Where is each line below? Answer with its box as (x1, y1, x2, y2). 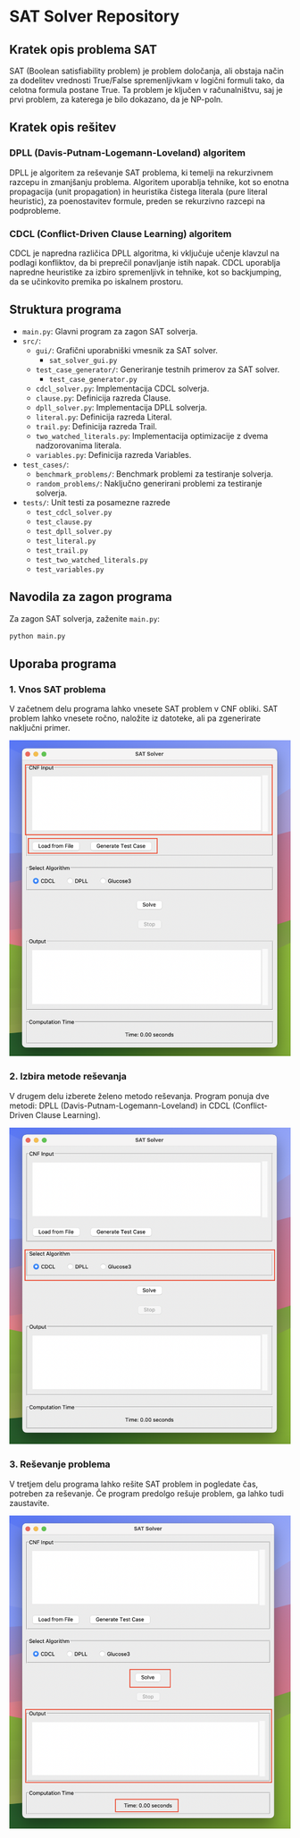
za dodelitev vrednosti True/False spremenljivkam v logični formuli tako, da (9, 75, 285, 86)
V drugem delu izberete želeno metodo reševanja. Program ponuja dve (9, 1090, 270, 1101)
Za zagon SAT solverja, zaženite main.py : (9, 613, 161, 623)
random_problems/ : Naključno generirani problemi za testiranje (35, 478, 262, 488)
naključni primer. (9, 723, 71, 733)
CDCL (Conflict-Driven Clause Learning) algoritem (9, 227, 232, 240)
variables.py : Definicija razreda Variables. (35, 449, 192, 460)
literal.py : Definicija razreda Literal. (35, 411, 172, 422)
